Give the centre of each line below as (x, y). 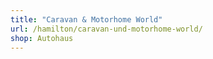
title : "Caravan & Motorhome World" (86, 19)
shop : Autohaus (42, 38)
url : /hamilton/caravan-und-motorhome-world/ (106, 29)
